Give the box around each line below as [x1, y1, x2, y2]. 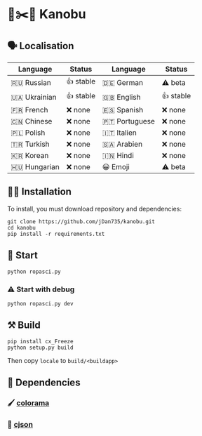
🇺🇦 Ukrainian [11, 92, 57, 102]
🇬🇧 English [102, 92, 141, 102]
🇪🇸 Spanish [102, 105, 144, 114]
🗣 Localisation [7, 40, 74, 52]
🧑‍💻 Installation [7, 186, 72, 198]
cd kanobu [7, 224, 36, 231]
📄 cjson [7, 419, 34, 429]
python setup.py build [7, 344, 74, 351]
